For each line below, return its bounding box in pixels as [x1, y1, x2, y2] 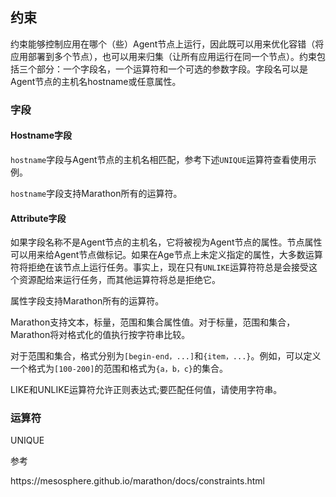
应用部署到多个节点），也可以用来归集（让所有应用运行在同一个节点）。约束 [10, 50, 317, 62]
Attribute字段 [10, 212, 67, 224]
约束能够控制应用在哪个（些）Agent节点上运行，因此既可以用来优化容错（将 [10, 38, 325, 50]
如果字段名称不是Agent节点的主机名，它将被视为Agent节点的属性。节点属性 [10, 236, 323, 248]
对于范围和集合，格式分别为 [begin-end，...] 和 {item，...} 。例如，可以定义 [10, 350, 322, 362]
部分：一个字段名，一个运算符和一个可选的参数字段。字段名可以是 [36, 63, 308, 75]
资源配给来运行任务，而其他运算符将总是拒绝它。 [18, 274, 221, 286]
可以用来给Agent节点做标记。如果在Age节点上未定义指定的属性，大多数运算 [10, 249, 323, 261]
